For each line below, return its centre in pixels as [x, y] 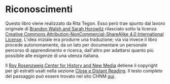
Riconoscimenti [39, 9]
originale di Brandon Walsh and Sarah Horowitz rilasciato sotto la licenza [81, 28]
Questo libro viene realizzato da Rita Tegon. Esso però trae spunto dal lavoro [85, 23]
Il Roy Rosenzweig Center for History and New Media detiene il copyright [81, 65]
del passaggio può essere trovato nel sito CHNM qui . [60, 76]
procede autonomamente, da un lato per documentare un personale [76, 45]
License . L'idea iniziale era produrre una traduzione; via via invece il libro [81, 39]
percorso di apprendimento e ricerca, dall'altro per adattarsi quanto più [79, 50]
